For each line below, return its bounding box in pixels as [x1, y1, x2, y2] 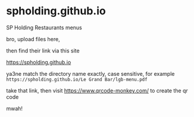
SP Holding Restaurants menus [6, 24, 82, 31]
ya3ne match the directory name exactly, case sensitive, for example [6, 70, 175, 77]
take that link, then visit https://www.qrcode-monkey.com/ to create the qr [6, 87, 189, 94]
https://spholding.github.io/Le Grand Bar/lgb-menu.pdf [6, 76, 148, 82]
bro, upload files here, [6, 35, 61, 42]
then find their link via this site [6, 47, 80, 54]
